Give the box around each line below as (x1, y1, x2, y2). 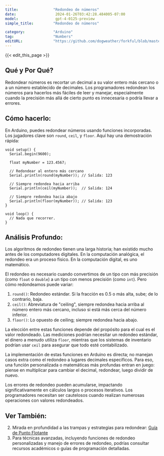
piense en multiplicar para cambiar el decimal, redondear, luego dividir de (5, 367, 153, 373)
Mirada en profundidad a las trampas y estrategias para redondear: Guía (12, 425, 158, 431)
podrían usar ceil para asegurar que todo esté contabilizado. (5, 342, 128, 348)
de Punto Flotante (12, 430, 48, 436)
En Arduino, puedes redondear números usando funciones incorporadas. (5, 127, 152, 133)
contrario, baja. (12, 296, 43, 302)
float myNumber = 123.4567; (9, 160, 67, 165)
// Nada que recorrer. (9, 216, 56, 221)
